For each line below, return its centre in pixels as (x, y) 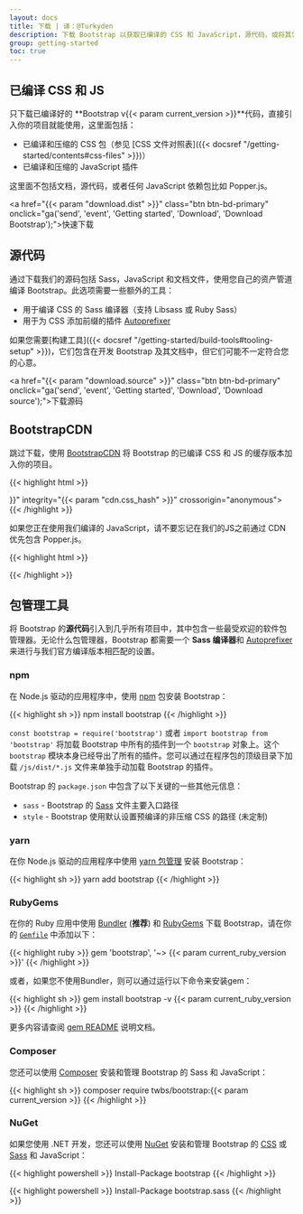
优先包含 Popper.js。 (48, 539)
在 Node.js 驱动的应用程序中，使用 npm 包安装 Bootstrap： (119, 696)
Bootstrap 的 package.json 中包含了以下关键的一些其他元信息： (126, 786)
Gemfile (34, 936)
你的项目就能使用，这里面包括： (76, 125)
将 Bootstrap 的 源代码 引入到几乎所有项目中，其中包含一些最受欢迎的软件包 (148, 629)
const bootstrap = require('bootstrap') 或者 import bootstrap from (139, 733)
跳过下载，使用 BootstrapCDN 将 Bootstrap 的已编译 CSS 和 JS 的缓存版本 (147, 453)
